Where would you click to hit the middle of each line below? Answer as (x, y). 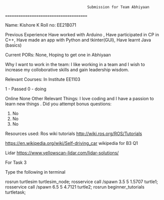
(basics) (13, 45)
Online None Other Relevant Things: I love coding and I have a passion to (80, 99)
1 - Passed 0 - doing (26, 89)
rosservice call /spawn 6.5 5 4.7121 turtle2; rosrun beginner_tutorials (75, 187)
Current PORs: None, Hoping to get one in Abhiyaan (58, 55)
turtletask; (16, 192)
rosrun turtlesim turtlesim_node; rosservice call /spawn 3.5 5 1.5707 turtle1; (82, 182)
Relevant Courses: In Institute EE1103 (43, 79)
